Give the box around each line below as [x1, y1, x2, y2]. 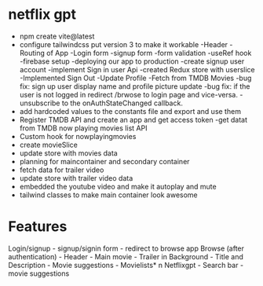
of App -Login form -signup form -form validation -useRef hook [46, 48, 252, 57]
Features [8, 218, 68, 236]
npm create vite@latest [19, 31, 95, 41]
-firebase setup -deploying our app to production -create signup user [19, 57, 245, 66]
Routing [19, 48, 46, 57]
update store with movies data [19, 148, 118, 158]
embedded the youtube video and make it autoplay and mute [19, 181, 217, 191]
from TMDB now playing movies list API [19, 123, 148, 133]
